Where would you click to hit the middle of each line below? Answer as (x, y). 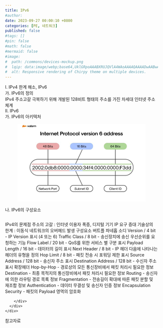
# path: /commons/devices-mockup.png (44, 62)
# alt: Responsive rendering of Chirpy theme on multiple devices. (76, 72)
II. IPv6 (12, 111)
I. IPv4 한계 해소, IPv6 (26, 87)
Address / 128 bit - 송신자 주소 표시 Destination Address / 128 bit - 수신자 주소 (81, 261)
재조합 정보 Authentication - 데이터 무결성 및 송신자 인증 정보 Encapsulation (78, 285)
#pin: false (17, 41)
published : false (23, 31)
